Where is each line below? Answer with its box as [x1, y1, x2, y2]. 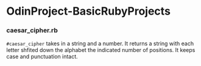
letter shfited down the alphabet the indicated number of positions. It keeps [6, 46, 196, 54]
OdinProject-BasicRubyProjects [6, 4, 171, 18]
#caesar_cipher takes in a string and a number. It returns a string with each [6, 40, 194, 47]
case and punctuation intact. [6, 53, 78, 61]
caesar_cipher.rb [6, 26, 58, 35]
